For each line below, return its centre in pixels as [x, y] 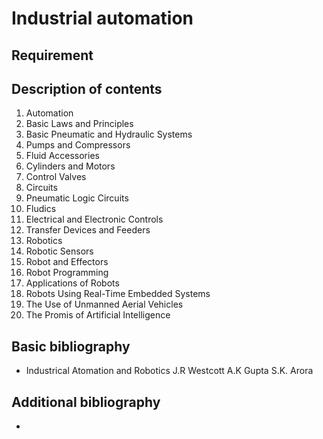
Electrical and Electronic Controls [94, 219]
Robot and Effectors [67, 262]
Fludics [41, 209]
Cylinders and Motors [70, 166]
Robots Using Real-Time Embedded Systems [118, 294]
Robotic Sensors [59, 251]
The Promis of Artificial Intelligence [98, 315]
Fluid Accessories [62, 156]
